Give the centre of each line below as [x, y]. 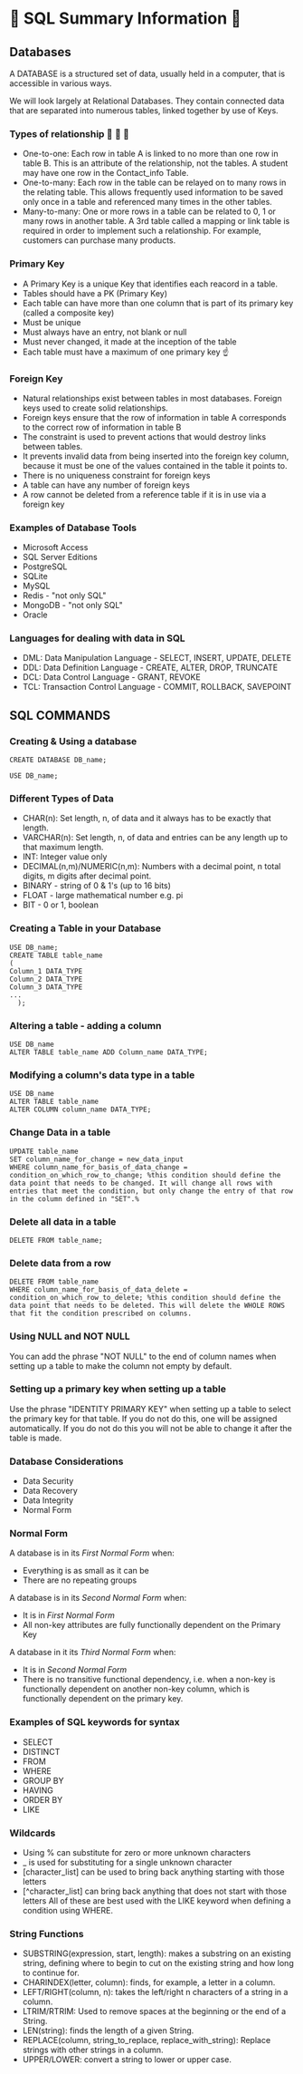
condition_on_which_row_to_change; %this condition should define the [145, 1175]
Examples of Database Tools [73, 528]
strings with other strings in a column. [93, 2050]
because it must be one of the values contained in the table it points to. [155, 465]
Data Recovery [50, 1491]
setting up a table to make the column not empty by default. [121, 1366]
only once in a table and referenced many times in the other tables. [147, 202]
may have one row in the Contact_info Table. [105, 173]
